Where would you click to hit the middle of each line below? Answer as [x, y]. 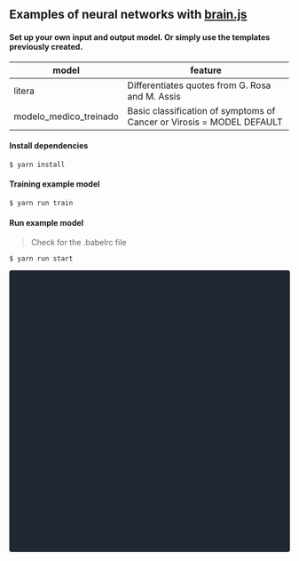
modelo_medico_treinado [67, 116]
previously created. [46, 46]
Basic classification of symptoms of [201, 110]
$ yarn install [37, 164]
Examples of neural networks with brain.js [128, 15]
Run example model [47, 222]
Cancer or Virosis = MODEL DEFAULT [205, 122]
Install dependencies [49, 146]
